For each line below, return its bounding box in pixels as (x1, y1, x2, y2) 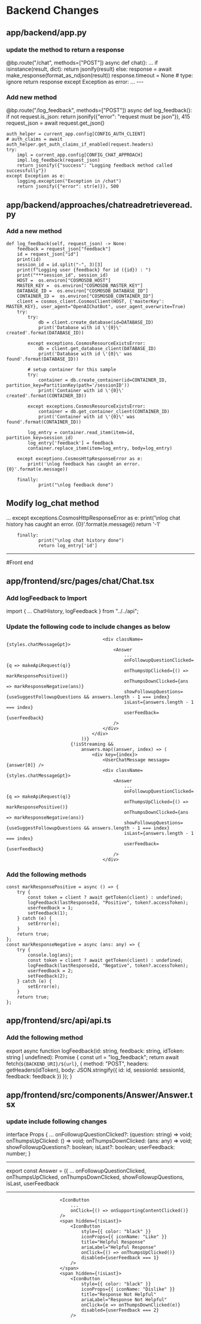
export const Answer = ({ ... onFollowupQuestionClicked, (6, 1167, 147, 1175)
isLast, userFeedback (6, 1180, 59, 1187)
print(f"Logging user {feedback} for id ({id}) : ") (17, 267, 151, 273)
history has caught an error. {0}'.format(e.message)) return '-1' (6, 520, 161, 527)
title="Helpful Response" (81, 1239, 146, 1245)
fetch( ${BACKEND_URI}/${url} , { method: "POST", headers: (6, 1060, 149, 1067)
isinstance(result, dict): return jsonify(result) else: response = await (6, 65, 172, 73)
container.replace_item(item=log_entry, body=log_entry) (28, 445, 172, 451)
